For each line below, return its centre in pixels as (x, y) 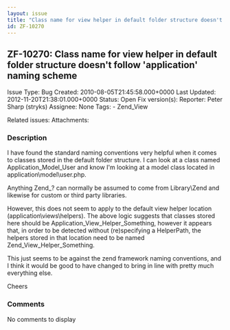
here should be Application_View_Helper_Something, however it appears (110, 223)
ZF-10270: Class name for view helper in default (112, 54)
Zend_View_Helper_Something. (51, 245)
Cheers (18, 287)
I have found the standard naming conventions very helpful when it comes (112, 153)
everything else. (30, 273)
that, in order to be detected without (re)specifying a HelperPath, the (104, 230)
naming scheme (42, 75)
